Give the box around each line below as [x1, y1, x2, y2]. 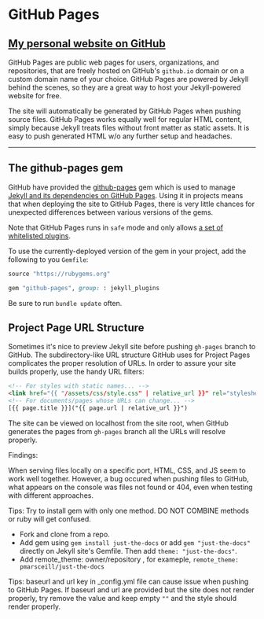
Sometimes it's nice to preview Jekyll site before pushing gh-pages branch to [8, 342, 256, 352]
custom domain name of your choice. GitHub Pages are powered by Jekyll [8, 75, 249, 83]
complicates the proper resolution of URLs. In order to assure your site [8, 359, 236, 368]
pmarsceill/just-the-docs [19, 562, 104, 571]
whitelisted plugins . [8, 230, 71, 241]
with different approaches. [8, 490, 94, 500]
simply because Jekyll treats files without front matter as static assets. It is [8, 123, 250, 132]
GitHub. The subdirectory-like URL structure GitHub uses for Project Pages [8, 350, 251, 359]
